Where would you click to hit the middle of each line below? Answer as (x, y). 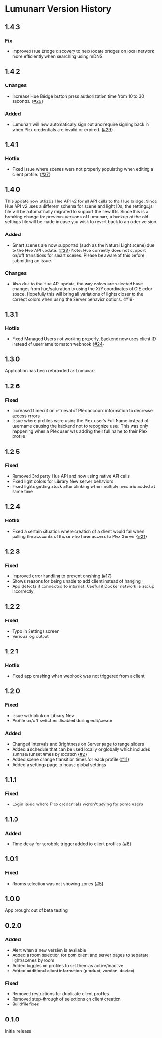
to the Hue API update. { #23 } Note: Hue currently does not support (79, 250)
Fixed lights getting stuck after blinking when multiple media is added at (84, 486)
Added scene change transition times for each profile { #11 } (71, 759)
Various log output (30, 636)
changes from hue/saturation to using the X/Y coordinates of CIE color (82, 289)
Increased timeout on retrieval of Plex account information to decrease (82, 411)
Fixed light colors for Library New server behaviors (63, 481)
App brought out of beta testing (37, 910)
